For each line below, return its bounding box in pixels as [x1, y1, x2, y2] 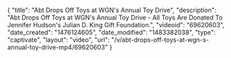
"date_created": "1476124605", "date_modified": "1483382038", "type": [7, 28, 216, 36]
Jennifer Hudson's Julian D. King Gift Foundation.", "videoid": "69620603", [7, 21, 225, 29]
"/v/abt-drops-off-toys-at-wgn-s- [111, 36, 210, 44]
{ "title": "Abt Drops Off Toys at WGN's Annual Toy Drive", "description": [7, 6, 217, 14]
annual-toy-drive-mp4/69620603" [7, 43, 108, 51]
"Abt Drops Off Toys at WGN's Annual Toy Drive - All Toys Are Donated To [7, 13, 223, 22]
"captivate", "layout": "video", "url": [7, 36, 110, 44]
